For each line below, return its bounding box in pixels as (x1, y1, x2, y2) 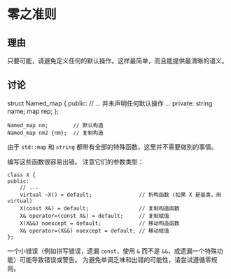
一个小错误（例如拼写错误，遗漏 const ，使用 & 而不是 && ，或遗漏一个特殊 (7, 247, 218, 255)
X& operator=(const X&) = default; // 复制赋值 (20, 212, 169, 219)
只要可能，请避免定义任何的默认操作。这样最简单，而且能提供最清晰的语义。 (7, 57, 228, 65)
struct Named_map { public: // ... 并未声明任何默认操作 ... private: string (7, 99, 213, 108)
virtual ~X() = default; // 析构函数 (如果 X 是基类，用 (20, 191, 222, 198)
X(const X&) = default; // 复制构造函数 (20, 205, 180, 212)
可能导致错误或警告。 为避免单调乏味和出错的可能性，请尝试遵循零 (19, 255, 211, 264)
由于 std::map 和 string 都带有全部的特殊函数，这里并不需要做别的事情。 (7, 142, 218, 151)
